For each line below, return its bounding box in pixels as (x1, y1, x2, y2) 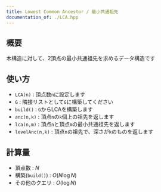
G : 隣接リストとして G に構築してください (14, 98, 113, 106)
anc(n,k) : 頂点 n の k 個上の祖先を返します (14, 113, 114, 120)
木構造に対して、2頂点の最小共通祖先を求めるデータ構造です (6, 55, 156, 62)
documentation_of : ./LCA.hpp (6, 14, 79, 20)
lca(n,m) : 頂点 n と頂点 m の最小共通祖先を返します (14, 120, 135, 128)
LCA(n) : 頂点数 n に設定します (14, 91, 85, 98)
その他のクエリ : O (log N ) (14, 179, 76, 186)
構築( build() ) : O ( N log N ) (14, 171, 77, 179)
